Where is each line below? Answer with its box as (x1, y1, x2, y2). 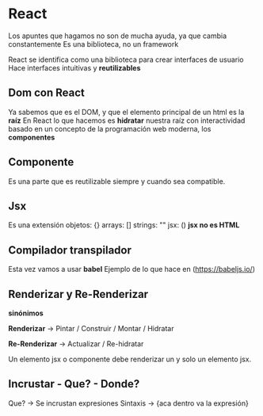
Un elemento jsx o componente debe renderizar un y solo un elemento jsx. (8, 354, 252, 364)
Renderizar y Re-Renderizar (8, 287, 149, 301)
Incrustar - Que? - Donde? (8, 377, 140, 391)
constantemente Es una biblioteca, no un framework (8, 39, 179, 48)
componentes (8, 132, 55, 142)
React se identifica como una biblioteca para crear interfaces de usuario (8, 55, 244, 64)
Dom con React (8, 86, 85, 100)
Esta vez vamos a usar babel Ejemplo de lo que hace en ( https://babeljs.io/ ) (8, 265, 256, 274)
